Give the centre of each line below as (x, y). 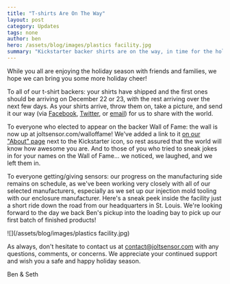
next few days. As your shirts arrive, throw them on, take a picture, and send (115, 106)
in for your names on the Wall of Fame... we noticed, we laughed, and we (110, 155)
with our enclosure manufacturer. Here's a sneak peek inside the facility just (114, 198)
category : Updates (33, 26)
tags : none (23, 33)
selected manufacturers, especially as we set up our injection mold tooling (112, 191)
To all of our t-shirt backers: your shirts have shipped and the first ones (107, 91)
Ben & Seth (23, 274)
